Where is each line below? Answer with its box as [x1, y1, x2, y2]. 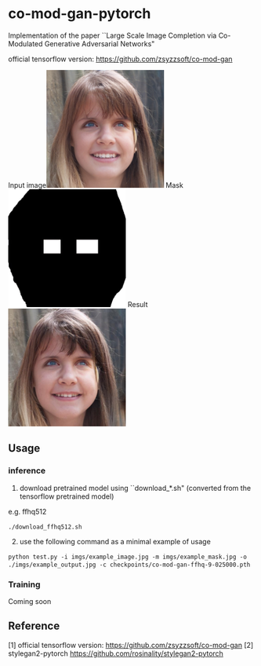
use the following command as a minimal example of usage [19, 536, 212, 546]
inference [8, 465, 46, 476]
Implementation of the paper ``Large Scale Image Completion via [8, 31, 217, 40]
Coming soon [8, 596, 52, 606]
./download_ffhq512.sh [8, 523, 82, 531]
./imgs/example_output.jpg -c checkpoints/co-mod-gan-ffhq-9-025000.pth [8, 561, 251, 569]
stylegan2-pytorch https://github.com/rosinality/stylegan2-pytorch [8, 649, 223, 658]
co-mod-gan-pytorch [8, 5, 151, 23]
